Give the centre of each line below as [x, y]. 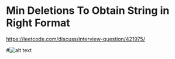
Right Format [38, 23]
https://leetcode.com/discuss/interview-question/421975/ [76, 39]
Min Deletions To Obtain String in [88, 11]
